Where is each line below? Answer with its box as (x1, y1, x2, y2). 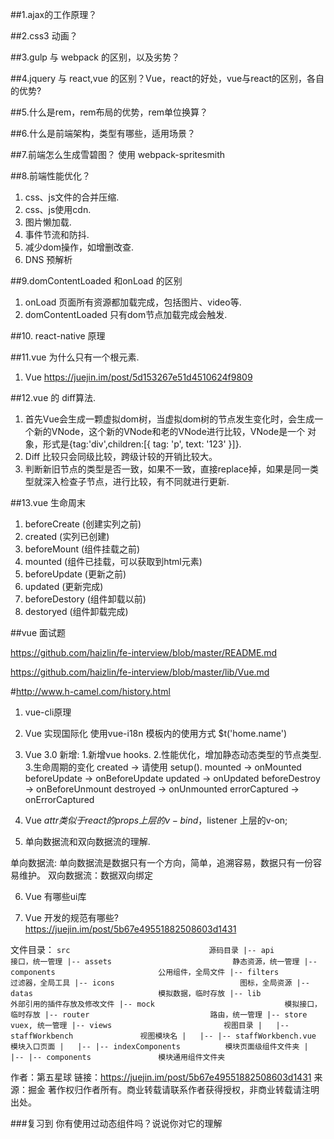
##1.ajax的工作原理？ (10, 9, 98, 20)
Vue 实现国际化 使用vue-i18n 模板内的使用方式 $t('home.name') (24, 728, 288, 739)
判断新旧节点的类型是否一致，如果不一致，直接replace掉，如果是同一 (24, 463, 310, 475)
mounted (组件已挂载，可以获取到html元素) (24, 556, 203, 567)
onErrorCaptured (24, 794, 95, 805)
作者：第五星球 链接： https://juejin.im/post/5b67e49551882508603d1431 (10, 1071, 312, 1083)
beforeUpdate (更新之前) (24, 568, 127, 580)
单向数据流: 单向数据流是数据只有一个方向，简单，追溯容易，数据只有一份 (10, 857, 313, 868)
